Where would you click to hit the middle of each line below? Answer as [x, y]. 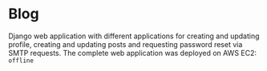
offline [21, 61]
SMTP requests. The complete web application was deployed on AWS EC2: [133, 53]
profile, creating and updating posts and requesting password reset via [125, 44]
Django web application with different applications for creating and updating [134, 36]
